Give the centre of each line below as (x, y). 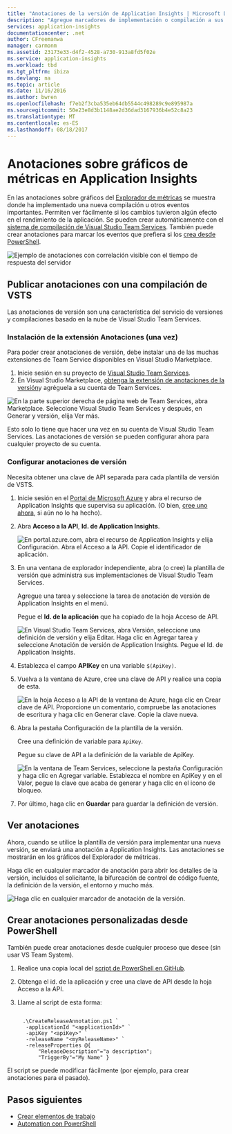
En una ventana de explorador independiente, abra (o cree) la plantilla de (121, 567)
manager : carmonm (32, 46)
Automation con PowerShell (57, 1124)
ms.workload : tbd (32, 65)
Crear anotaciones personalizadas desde (98, 920)
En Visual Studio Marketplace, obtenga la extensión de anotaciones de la (121, 380)
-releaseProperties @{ (58, 1046)
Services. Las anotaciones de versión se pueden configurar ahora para (108, 436)
